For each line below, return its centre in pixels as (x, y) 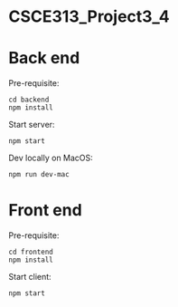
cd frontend (31, 252)
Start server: (32, 125)
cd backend (29, 100)
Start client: (30, 277)
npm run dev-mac (39, 175)
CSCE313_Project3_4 (89, 17)
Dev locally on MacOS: (51, 158)
